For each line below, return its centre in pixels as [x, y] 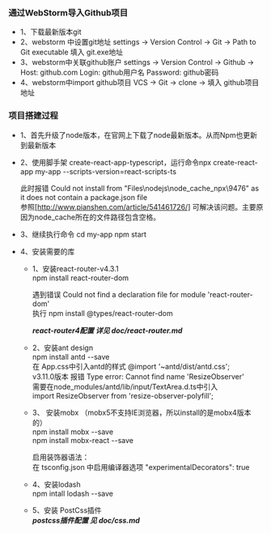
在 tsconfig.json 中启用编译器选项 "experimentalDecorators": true [141, 467]
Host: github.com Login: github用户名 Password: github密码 [119, 72]
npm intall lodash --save [73, 493]
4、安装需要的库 [47, 251]
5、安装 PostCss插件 [67, 510]
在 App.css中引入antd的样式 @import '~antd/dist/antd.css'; [131, 366]
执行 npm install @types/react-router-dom [102, 313]
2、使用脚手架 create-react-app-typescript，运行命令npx [116, 162]
